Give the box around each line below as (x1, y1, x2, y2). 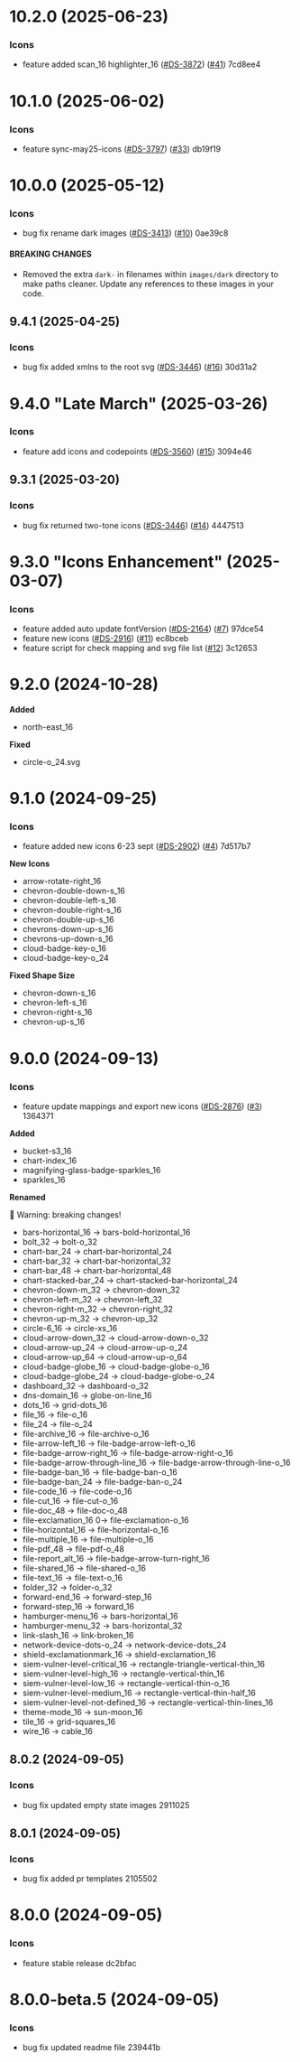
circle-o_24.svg (22, 756, 81, 767)
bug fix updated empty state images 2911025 (22, 1799, 190, 1810)
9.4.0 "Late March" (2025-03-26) (9, 393, 268, 414)
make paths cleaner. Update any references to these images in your (22, 278, 275, 289)
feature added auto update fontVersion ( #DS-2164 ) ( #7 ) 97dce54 (22, 623, 264, 634)
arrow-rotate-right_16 (22, 876, 102, 887)
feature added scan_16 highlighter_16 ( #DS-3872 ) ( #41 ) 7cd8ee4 (22, 59, 261, 70)
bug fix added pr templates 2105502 (22, 1873, 158, 1884)
